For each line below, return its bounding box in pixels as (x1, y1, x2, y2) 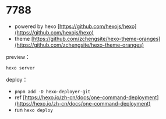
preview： (6, 53, 31, 60)
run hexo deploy (14, 106, 54, 113)
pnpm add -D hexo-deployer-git (14, 89, 91, 94)
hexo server (6, 65, 35, 71)
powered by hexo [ (14, 23, 60, 30)
